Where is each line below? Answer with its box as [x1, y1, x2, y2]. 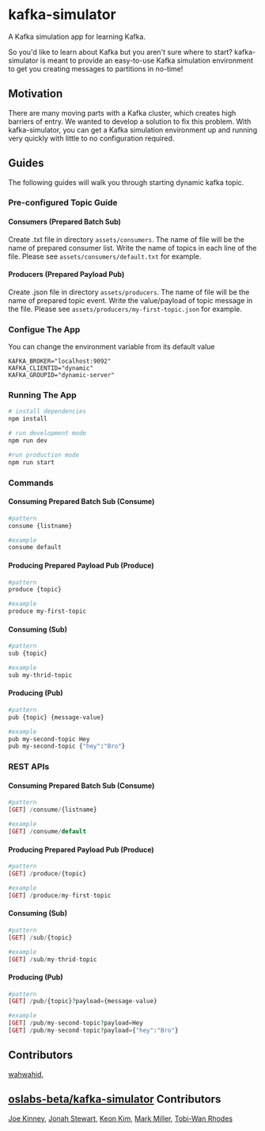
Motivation [8, 87, 63, 101]
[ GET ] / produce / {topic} [8, 870, 87, 878]
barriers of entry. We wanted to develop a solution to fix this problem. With [8, 117, 252, 126]
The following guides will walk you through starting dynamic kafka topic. [8, 177, 244, 187]
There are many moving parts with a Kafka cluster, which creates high [8, 108, 237, 117]
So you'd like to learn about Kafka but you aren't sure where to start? [8, 47, 233, 56]
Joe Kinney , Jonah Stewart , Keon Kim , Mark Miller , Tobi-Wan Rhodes [8, 1114, 233, 1123]
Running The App [8, 390, 77, 401]
